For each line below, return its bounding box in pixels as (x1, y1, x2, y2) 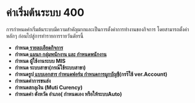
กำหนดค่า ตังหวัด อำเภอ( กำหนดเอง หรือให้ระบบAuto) (14, 90, 122, 97)
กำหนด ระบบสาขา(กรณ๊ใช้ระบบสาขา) (14, 64, 86, 71)
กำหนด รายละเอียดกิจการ (14, 44, 63, 51)
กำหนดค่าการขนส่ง (14, 77, 51, 84)
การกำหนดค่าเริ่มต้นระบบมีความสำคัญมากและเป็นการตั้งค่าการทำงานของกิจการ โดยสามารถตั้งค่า (6, 25, 189, 32)
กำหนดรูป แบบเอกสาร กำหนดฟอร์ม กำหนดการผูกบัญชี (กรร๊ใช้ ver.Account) (14, 71, 168, 78)
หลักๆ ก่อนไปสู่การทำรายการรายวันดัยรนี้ (6, 32, 84, 39)
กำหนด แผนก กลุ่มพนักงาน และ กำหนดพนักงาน (14, 51, 107, 58)
